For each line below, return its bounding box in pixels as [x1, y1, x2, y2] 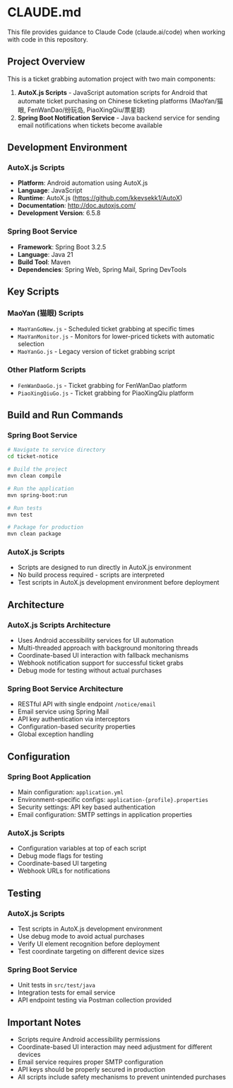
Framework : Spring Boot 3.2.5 [17, 242, 107, 251]
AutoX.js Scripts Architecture [7, 620, 111, 630]
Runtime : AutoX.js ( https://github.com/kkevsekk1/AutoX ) [17, 194, 183, 202]
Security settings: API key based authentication [17, 803, 156, 811]
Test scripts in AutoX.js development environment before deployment [17, 578, 220, 587]
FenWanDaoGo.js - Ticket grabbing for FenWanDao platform [17, 381, 187, 389]
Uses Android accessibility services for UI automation [17, 636, 174, 645]
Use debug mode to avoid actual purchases [17, 932, 145, 941]
